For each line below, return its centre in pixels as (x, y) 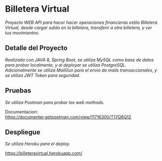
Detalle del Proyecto (36, 48)
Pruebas (18, 91)
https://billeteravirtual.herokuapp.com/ (44, 153)
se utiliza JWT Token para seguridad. (43, 75)
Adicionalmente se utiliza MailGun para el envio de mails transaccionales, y (81, 70)
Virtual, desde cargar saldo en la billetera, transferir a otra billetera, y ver (79, 27)
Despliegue (23, 132)
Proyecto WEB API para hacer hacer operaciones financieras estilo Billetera (81, 22)
